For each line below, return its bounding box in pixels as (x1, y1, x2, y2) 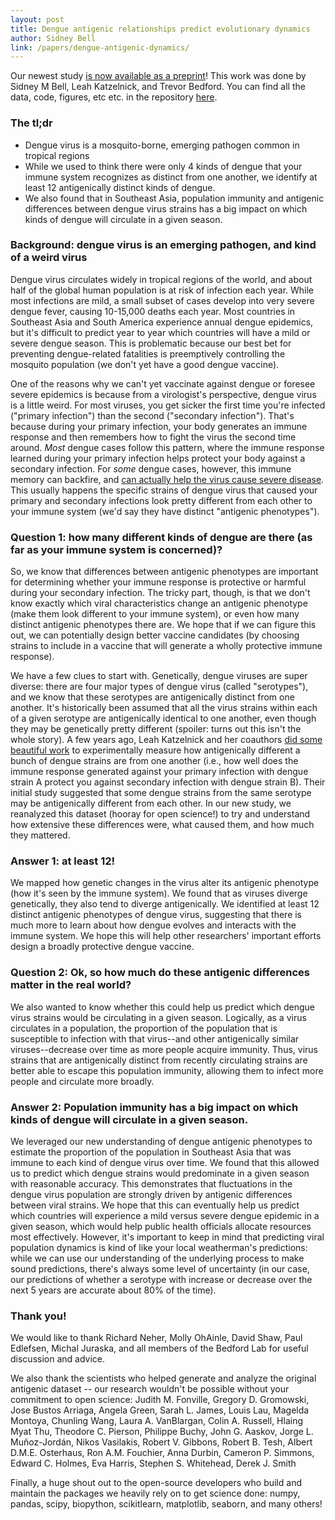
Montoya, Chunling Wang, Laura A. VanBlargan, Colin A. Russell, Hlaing (10, 1415, 304, 1427)
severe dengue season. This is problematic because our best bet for (10, 337, 292, 349)
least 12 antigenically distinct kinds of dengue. (24, 181, 216, 193)
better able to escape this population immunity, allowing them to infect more (10, 1064, 324, 1076)
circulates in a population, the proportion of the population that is (10, 1022, 278, 1034)
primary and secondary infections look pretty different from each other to (10, 494, 313, 506)
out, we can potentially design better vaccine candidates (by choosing (10, 629, 300, 641)
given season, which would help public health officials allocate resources (10, 1221, 312, 1233)
